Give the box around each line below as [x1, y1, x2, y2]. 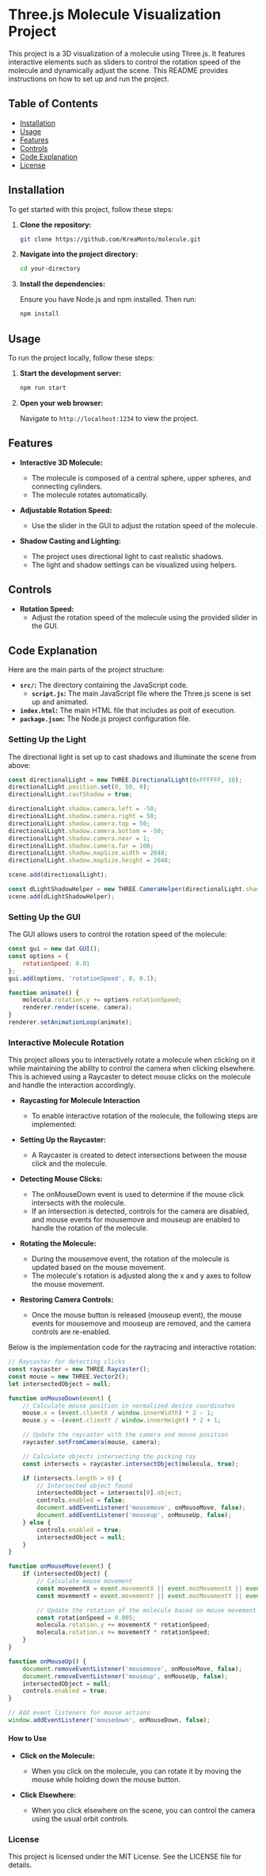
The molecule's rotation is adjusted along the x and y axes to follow [31, 1271, 252, 1280]
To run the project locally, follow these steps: [8, 353, 154, 362]
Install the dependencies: [19, 280, 105, 289]
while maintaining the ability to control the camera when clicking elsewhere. [8, 1063, 256, 1073]
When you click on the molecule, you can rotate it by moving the [31, 1766, 241, 1776]
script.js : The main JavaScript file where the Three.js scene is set [31, 689, 252, 698]
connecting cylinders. [31, 481, 103, 491]
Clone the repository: [19, 220, 92, 230]
